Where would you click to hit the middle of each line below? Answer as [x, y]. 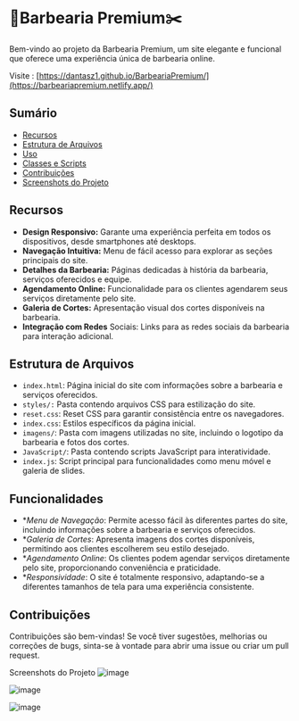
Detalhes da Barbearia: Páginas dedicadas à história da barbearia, [145, 269]
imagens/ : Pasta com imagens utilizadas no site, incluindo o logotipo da [153, 433]
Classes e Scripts [54, 163]
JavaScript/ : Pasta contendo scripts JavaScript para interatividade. [146, 452]
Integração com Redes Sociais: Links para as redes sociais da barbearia [156, 327]
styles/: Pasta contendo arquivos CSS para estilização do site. [139, 404]
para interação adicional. [68, 336]
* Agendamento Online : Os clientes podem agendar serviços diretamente [156, 559]
